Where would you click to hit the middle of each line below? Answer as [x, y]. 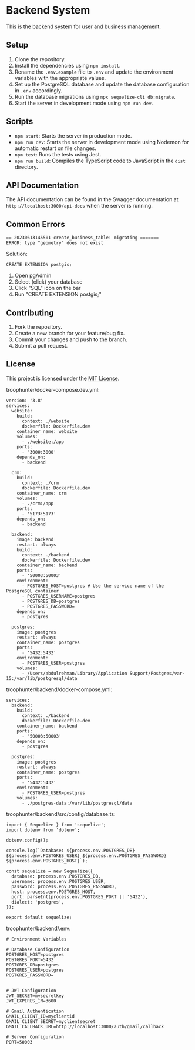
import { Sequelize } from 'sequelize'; [56, 825]
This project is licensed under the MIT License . [63, 378]
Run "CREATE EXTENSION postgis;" [58, 294]
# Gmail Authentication [35, 1011]
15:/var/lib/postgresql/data [42, 678]
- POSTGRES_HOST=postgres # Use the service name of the [93, 586]
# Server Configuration [35, 1037]
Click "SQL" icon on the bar [48, 288]
